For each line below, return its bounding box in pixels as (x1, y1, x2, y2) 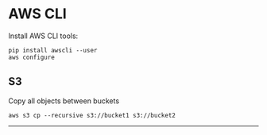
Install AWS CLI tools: (8, 31, 79, 40)
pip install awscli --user (8, 46, 98, 54)
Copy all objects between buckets (8, 96, 120, 106)
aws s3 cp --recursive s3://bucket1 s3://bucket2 (8, 111, 176, 119)
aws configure (8, 53, 56, 61)
